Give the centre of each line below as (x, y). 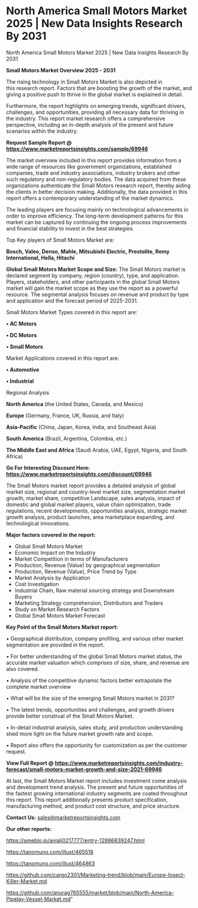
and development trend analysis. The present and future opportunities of (95, 787)
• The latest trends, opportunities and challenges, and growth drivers (90, 709)
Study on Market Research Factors (57, 609)
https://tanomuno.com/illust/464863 (51, 863)
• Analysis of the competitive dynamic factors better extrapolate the (89, 680)
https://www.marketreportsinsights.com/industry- (119, 763)
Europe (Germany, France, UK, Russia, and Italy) (65, 415)
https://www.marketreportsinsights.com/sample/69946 (77, 149)
